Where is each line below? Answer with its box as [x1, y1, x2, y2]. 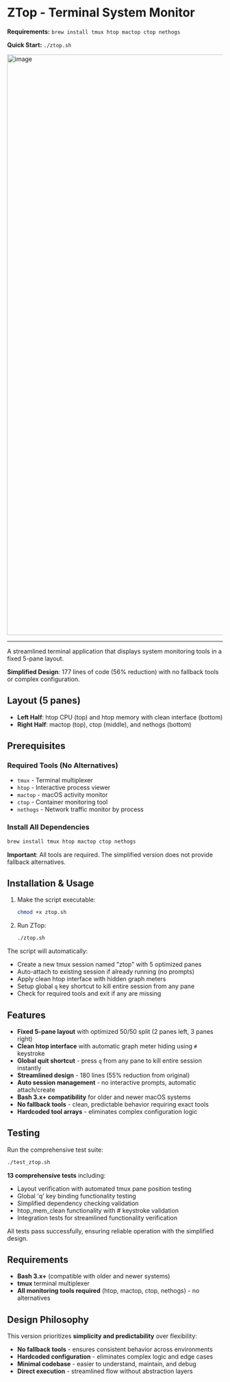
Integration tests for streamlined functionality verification [16, 1213, 178, 1222]
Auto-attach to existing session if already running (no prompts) [16, 967, 195, 976]
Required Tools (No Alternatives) [7, 761, 118, 770]
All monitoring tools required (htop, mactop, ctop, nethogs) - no [16, 1287, 200, 1295]
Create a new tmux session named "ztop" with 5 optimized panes [16, 961, 202, 969]
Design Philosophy [7, 1313, 89, 1325]
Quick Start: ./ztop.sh [7, 40, 72, 49]
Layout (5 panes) [7, 695, 81, 706]
